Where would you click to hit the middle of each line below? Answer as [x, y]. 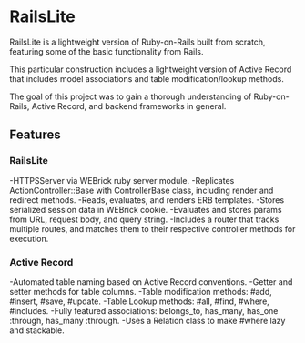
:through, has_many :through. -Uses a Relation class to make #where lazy [147, 320]
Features [35, 135]
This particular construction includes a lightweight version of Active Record [151, 69]
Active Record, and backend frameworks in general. [129, 106]
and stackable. [37, 330]
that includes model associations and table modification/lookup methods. [147, 78]
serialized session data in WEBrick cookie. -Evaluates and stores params [146, 209]
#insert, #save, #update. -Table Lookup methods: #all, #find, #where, [140, 301]
